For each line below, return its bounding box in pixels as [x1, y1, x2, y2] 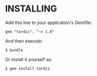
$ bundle [5, 47, 23, 52]
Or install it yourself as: [5, 56, 52, 62]
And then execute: [5, 38, 43, 44]
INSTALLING [5, 3, 57, 14]
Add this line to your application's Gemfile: [5, 19, 92, 25]
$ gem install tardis [5, 66, 50, 71]
